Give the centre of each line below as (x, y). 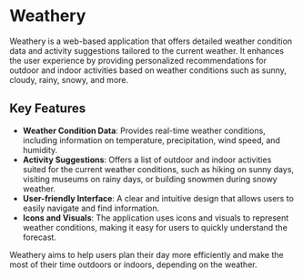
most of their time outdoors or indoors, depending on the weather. (133, 264)
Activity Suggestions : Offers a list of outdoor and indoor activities (147, 160)
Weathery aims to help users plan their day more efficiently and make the (146, 254)
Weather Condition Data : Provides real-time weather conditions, (144, 130)
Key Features (48, 109)
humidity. (40, 150)
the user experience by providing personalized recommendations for (138, 60)
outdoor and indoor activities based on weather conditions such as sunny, (148, 70)
